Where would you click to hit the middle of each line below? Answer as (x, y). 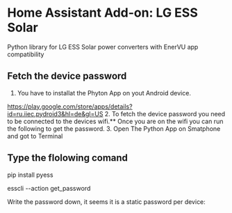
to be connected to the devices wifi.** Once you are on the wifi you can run (115, 121)
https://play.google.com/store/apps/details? (70, 106)
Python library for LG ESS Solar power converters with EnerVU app (103, 47)
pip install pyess (30, 175)
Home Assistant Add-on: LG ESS (102, 13)
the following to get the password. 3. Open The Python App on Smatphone (114, 128)
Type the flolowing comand (68, 158)
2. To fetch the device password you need (165, 113)
